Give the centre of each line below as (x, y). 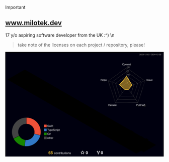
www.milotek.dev (33, 23)
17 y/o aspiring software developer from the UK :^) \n (60, 35)
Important (15, 7)
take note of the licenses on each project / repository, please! (81, 45)
